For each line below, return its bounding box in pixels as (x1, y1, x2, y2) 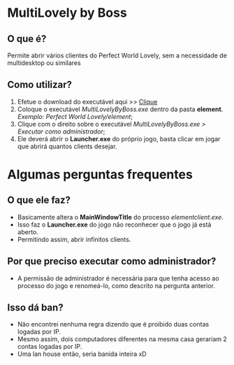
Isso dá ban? (7, 302, 64, 314)
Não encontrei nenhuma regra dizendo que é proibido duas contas (17, 320, 210, 329)
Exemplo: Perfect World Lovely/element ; (17, 112, 133, 120)
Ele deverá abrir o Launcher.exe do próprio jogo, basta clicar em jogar (17, 134, 221, 143)
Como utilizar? (7, 79, 72, 91)
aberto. (17, 227, 38, 236)
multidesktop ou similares (7, 59, 82, 67)
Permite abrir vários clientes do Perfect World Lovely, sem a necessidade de (7, 51, 227, 59)
